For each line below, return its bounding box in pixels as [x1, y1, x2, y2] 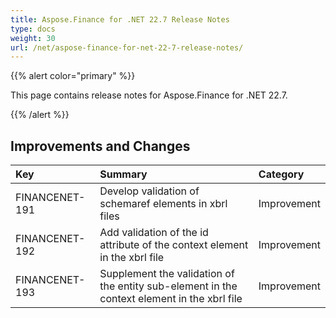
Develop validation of [99, 184, 200, 198]
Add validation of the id [99, 226, 209, 240]
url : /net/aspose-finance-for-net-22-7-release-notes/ [10, 42, 244, 53]
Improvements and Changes [10, 137, 191, 155]
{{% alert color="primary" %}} [10, 70, 136, 82]
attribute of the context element [99, 238, 249, 252]
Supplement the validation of [99, 267, 235, 281]
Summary [99, 167, 148, 181]
